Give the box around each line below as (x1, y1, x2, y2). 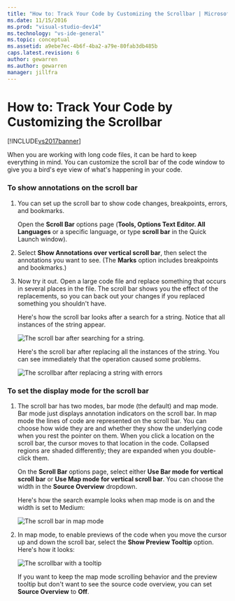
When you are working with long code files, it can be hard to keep (7, 151, 197, 159)
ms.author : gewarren (7, 62, 68, 69)
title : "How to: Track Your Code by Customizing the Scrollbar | (7, 10, 201, 18)
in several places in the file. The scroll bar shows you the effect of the (17, 284, 219, 293)
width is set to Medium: (17, 504, 85, 512)
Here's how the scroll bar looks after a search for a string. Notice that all (17, 312, 225, 321)
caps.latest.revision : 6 (7, 50, 80, 57)
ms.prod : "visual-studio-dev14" (7, 23, 101, 30)
